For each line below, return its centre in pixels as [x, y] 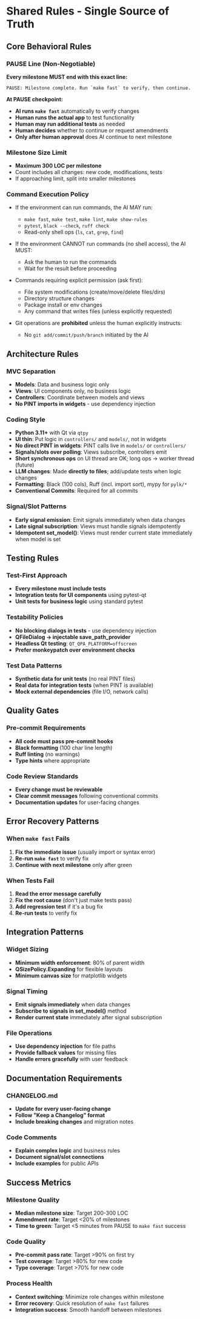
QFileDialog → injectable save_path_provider [73, 637]
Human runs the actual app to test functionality [75, 117]
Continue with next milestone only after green [73, 865]
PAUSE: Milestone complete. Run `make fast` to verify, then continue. [98, 88]
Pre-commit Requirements [46, 728]
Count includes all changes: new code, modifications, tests [88, 172]
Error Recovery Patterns [53, 821]
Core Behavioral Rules [49, 46]
